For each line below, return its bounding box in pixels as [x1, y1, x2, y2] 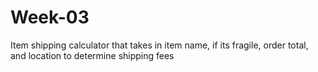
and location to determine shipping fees [10, 49, 175, 61]
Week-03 [10, 6, 90, 29]
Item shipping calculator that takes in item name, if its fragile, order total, [10, 39, 309, 51]
